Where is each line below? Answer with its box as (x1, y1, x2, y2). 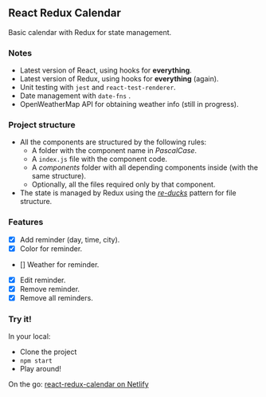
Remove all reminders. (19, 293, 93, 302)
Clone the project (19, 347, 77, 357)
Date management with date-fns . (19, 91, 131, 100)
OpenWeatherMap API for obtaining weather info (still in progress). (19, 100, 239, 109)
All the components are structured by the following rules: (19, 137, 207, 147)
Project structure (8, 120, 76, 131)
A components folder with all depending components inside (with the (31, 163, 259, 172)
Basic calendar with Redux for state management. (8, 27, 172, 37)
